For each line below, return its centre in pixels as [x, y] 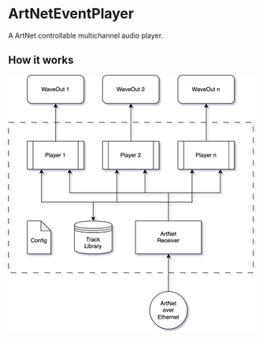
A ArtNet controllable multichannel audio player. [86, 35]
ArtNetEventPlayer [71, 14]
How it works [41, 60]
